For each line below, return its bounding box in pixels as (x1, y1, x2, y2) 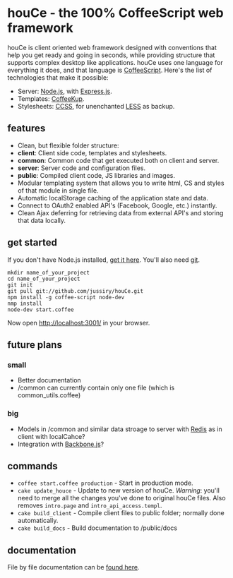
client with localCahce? (17, 432, 86, 440)
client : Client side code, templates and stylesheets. (17, 148, 167, 157)
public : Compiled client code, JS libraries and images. (17, 171, 175, 179)
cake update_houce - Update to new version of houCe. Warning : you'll (17, 486, 220, 495)
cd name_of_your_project (7, 275, 80, 282)
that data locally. (17, 216, 66, 224)
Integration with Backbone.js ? (17, 440, 104, 448)
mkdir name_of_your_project (7, 269, 90, 276)
